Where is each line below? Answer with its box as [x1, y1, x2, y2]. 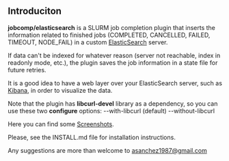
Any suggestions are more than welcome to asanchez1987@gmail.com [8, 146, 207, 154]
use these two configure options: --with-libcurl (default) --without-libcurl [8, 106, 215, 115]
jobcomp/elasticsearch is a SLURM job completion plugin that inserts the [8, 23, 216, 31]
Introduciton [8, 5, 62, 17]
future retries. [8, 65, 46, 74]
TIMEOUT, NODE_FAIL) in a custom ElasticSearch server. [8, 38, 168, 46]
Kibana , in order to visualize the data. [8, 86, 113, 94]
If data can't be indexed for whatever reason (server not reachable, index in [8, 51, 221, 59]
